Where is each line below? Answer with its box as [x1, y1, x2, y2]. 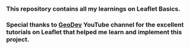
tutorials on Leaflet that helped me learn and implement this [6, 28, 182, 36]
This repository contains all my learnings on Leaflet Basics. [6, 5, 180, 13]
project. [6, 35, 30, 43]
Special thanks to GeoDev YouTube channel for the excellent [6, 20, 184, 28]
